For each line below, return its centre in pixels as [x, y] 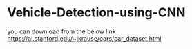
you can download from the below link [61, 31]
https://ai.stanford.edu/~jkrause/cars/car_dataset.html [84, 38]
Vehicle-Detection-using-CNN [96, 13]
